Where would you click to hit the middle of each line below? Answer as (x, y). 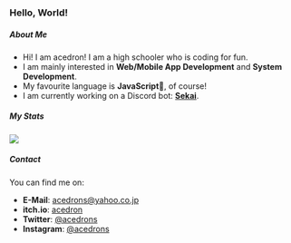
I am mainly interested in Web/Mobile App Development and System (152, 66)
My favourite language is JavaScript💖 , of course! (114, 86)
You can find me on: (47, 182)
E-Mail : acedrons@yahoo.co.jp (80, 199)
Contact (25, 160)
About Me (29, 34)
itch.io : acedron (53, 209)
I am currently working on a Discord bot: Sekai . (111, 95)
